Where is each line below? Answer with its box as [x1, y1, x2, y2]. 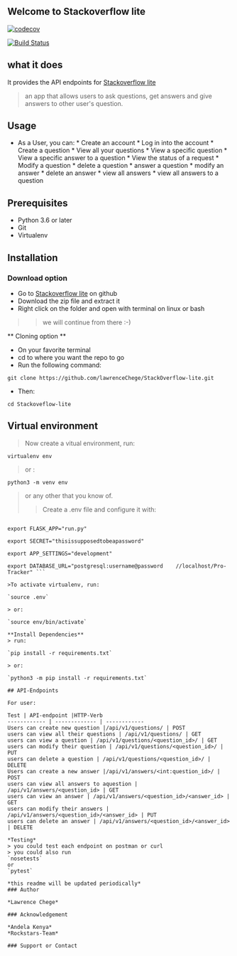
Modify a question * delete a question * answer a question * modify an [17, 161, 224, 170]
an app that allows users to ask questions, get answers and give [24, 92, 213, 100]
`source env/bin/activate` [7, 618, 87, 625]
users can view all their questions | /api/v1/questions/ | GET [7, 731, 202, 738]
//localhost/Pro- [175, 562, 227, 570]
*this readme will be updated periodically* [7, 880, 141, 887]
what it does [7, 59, 63, 71]
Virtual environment [7, 420, 98, 432]
